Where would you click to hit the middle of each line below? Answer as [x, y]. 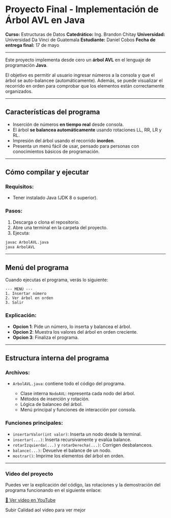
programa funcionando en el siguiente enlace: [53, 490]
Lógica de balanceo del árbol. [51, 404]
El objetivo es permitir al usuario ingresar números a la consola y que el [80, 75]
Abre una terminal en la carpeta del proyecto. [60, 227]
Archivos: [18, 372]
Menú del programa [37, 268]
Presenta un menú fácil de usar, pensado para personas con [76, 146]
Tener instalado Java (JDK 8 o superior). [55, 198]
